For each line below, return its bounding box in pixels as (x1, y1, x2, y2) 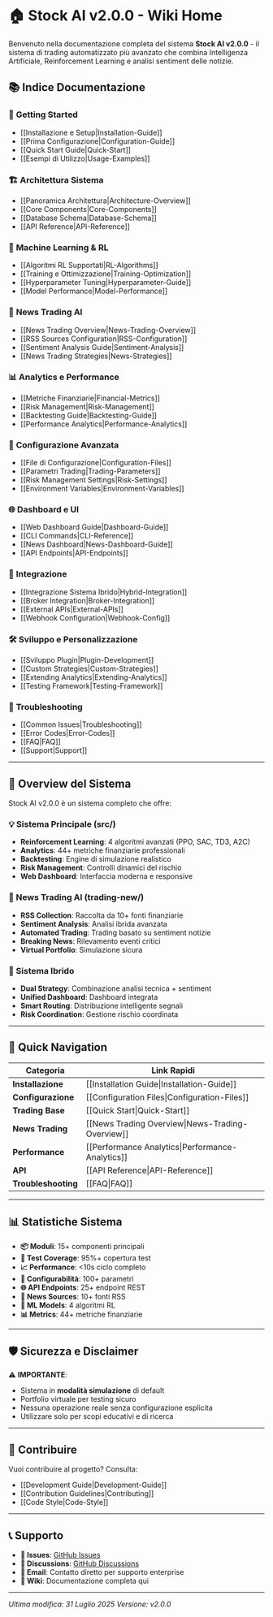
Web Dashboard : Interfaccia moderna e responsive (19, 871, 193, 881)
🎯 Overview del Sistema (8, 776, 132, 790)
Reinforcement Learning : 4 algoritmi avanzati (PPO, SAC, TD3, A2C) (19, 837, 250, 847)
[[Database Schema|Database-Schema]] (19, 213, 157, 223)
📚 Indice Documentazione (8, 80, 146, 94)
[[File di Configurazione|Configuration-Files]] (19, 458, 172, 468)
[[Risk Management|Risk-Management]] (19, 401, 154, 411)
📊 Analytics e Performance (8, 371, 119, 383)
